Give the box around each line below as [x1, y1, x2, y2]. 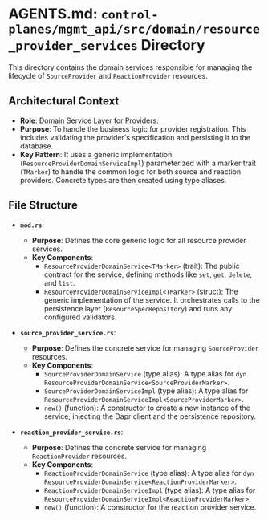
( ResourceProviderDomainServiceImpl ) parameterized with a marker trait [19, 158, 257, 168]
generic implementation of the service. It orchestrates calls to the [43, 295, 261, 305]
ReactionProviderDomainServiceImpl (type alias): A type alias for [43, 485, 256, 494]
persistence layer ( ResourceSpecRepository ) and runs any [43, 303, 233, 313]
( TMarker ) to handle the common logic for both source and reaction [19, 166, 242, 177]
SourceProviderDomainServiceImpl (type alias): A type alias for [43, 386, 249, 396]
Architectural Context [8, 94, 120, 108]
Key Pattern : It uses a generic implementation [19, 149, 173, 159]
